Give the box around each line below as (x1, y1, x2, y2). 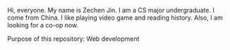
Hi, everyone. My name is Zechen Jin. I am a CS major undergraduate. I (7, 6, 215, 14)
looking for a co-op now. (7, 21, 79, 29)
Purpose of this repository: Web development (7, 35, 140, 43)
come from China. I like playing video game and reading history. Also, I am (7, 13, 224, 22)
